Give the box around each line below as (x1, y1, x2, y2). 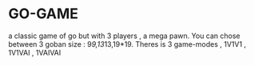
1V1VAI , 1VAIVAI (8, 48, 62, 57)
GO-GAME (8, 5, 78, 23)
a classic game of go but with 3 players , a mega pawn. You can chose (8, 31, 241, 40)
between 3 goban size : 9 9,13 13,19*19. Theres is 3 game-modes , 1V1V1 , (8, 39, 247, 48)
